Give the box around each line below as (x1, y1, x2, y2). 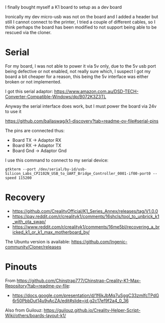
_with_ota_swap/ (12, 218, 46, 224)
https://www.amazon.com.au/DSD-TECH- (54, 88, 139, 94)
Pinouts (5, 261, 37, 273)
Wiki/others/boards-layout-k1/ (5, 312, 66, 318)
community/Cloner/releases (5, 244, 62, 250)
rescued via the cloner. (5, 30, 52, 35)
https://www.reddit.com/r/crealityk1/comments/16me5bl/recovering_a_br (12, 224, 160, 230)
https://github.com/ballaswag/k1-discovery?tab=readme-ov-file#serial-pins (5, 118, 159, 124)
